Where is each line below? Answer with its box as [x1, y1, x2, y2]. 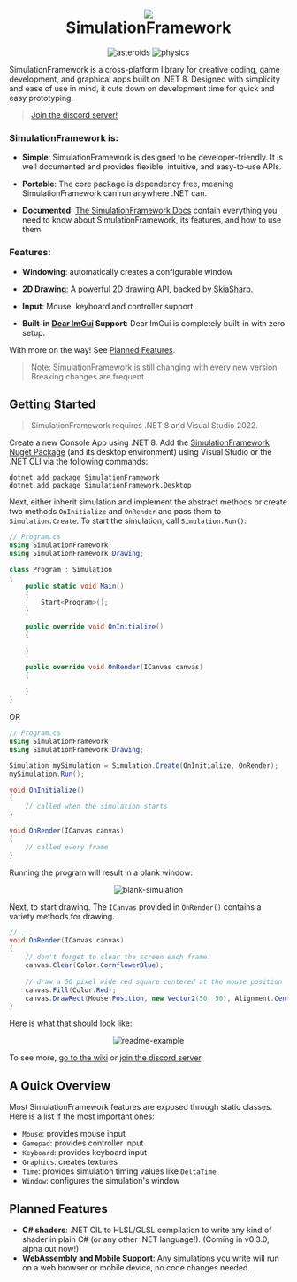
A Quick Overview [9, 1078, 111, 1093]
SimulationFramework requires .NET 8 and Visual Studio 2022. [30, 420, 259, 431]
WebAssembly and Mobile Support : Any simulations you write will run [21, 1253, 280, 1263]
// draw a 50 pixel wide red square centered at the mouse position [25, 977, 283, 986]
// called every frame [25, 842, 109, 851]
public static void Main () [25, 582, 125, 590]
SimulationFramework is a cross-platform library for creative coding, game [9, 64, 280, 74]
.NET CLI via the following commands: [9, 457, 148, 467]
